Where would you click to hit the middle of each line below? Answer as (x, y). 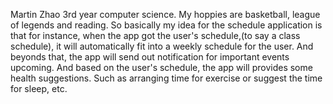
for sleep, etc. (39, 88)
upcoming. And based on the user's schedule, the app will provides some (161, 67)
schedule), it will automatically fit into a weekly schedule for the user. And (162, 46)
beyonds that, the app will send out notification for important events (150, 57)
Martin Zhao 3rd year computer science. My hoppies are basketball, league (165, 14)
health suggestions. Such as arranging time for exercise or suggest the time (166, 78)
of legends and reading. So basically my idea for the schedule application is (166, 25)
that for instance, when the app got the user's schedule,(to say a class (155, 35)
